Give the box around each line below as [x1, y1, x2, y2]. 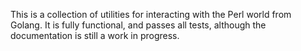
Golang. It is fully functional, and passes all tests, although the [10, 19, 267, 31]
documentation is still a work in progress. [10, 30, 180, 41]
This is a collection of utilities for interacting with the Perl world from [10, 9, 292, 20]
